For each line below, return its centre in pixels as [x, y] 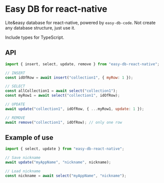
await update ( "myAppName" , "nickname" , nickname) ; [58, 162]
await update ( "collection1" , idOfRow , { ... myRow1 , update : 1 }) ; [75, 109]
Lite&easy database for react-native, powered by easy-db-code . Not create [81, 23]
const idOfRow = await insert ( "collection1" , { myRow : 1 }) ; [69, 78]
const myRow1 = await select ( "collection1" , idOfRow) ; [63, 96]
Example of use [29, 138]
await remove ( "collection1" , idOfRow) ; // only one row [64, 122]
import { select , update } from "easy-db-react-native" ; [65, 149]
